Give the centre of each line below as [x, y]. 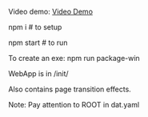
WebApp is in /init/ [39, 74]
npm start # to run [38, 42]
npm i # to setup [35, 27]
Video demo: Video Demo [51, 12]
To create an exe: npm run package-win [74, 58]
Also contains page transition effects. [70, 89]
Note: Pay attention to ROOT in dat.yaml [74, 105]
